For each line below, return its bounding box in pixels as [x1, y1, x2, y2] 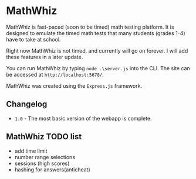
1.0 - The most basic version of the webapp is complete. [14, 115, 152, 122]
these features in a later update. [6, 53, 83, 60]
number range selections [14, 153, 75, 160]
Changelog [6, 99, 48, 109]
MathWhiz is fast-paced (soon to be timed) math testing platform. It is [6, 23, 174, 30]
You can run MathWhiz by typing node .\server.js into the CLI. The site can [6, 64, 191, 71]
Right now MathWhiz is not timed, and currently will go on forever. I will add [6, 47, 188, 54]
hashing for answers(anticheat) [14, 166, 91, 173]
